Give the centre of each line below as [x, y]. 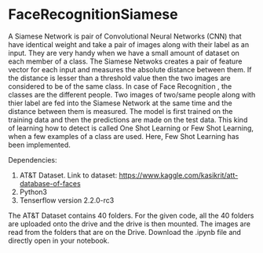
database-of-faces [50, 183]
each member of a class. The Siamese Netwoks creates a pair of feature [125, 61]
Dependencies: [33, 159]
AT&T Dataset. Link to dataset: [68, 175]
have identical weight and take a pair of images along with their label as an [129, 44]
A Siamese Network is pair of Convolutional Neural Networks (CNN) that [125, 36]
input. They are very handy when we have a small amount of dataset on [124, 53]
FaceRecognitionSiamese [93, 15]
